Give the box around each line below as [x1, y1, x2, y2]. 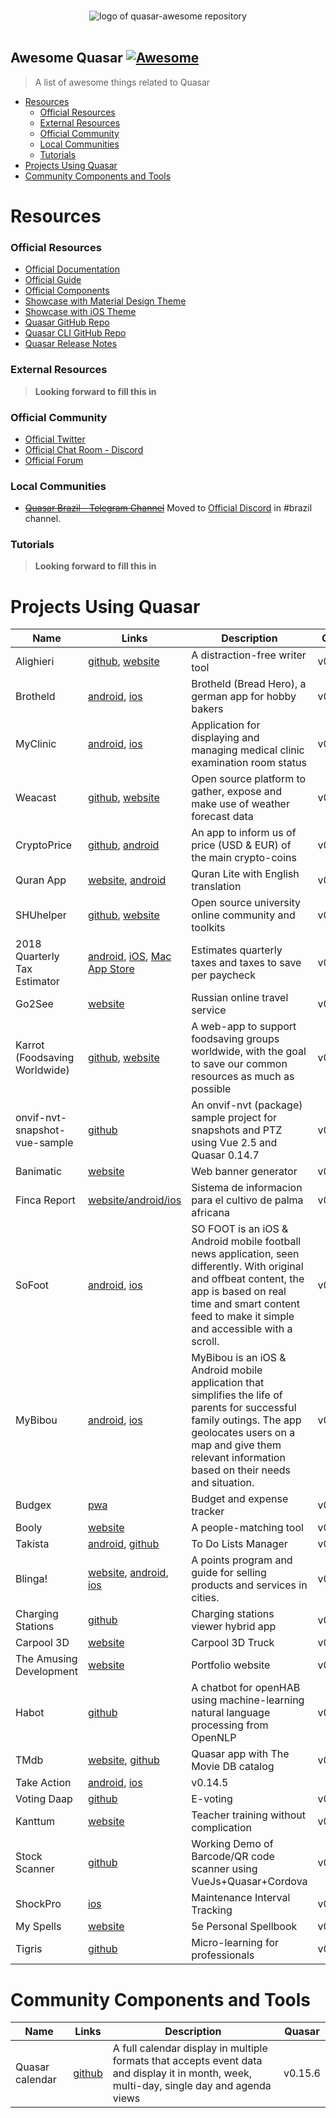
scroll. [191, 1335, 220, 1349]
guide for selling [191, 1566, 267, 1580]
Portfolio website [191, 1658, 271, 1672]
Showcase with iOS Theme [24, 306, 137, 318]
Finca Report [15, 1193, 76, 1207]
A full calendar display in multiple [112, 2041, 268, 2055]
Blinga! [15, 1572, 48, 1586]
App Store [87, 962, 135, 976]
